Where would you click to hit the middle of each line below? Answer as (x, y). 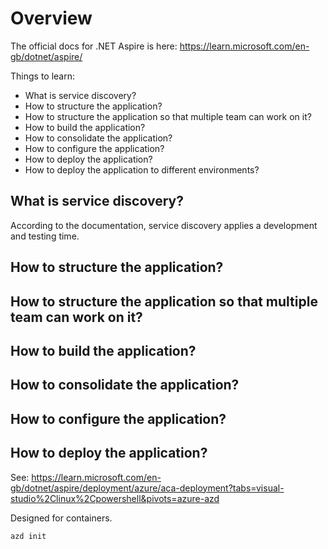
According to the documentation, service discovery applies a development (164, 225)
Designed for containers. (61, 518)
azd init (28, 536)
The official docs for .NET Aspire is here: (94, 46)
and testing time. (45, 236)
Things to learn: (43, 76)
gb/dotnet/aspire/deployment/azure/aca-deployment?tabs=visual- (147, 488)
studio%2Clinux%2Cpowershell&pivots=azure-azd (115, 498)
